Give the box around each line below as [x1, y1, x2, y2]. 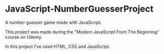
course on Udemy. [5, 34, 43, 40]
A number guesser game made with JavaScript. [5, 19, 102, 25]
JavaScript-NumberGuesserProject [5, 3, 154, 15]
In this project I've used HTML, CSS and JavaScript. [5, 43, 110, 49]
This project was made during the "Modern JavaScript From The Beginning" [5, 29, 160, 35]
